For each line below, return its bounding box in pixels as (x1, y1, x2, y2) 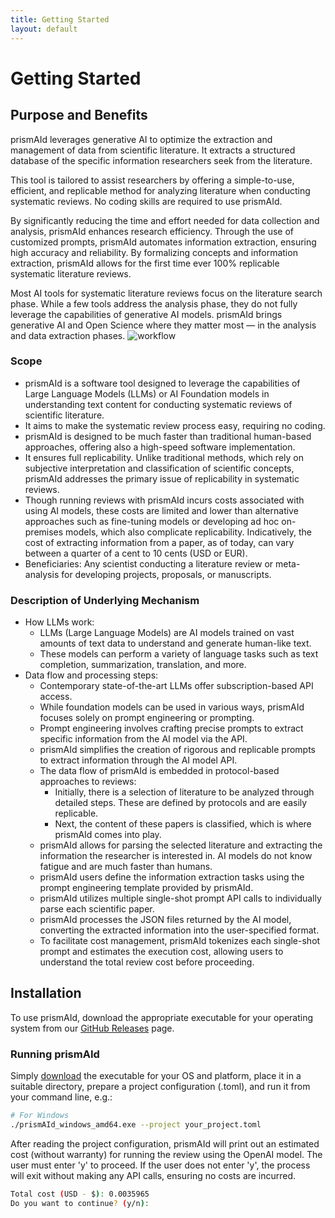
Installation (10, 985, 82, 1002)
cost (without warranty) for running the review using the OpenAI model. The (10, 1148, 323, 1160)
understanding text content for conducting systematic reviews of (24, 398, 293, 410)
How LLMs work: (24, 616, 95, 628)
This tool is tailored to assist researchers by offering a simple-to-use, (10, 174, 295, 186)
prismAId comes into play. (54, 829, 162, 841)
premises (24, 526, 64, 538)
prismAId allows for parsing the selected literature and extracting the (39, 839, 323, 851)
